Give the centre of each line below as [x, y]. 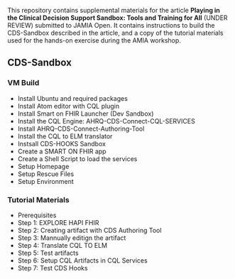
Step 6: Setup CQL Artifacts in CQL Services [82, 260]
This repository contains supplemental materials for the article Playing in [114, 10]
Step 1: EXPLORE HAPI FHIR [58, 222]
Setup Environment [46, 181]
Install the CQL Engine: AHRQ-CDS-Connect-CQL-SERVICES [106, 121]
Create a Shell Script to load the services [77, 158]
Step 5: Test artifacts [48, 253]
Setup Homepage [43, 166]
